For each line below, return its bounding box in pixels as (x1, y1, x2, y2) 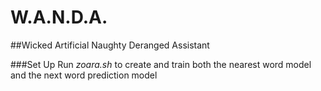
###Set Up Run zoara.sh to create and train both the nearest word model (10, 58, 312, 70)
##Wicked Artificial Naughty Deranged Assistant (10, 39, 210, 51)
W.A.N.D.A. (10, 6, 108, 29)
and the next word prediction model (10, 69, 158, 81)
